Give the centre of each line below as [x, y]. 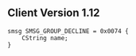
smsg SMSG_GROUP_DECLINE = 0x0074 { [68, 31]
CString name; [45, 38]
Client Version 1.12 [54, 13]
